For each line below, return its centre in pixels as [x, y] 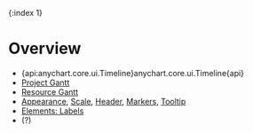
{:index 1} [26, 13]
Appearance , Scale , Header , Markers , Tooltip [103, 101]
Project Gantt [45, 82]
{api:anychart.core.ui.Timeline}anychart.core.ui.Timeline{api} [133, 73]
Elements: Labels [52, 111]
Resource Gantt [50, 91]
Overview [45, 49]
